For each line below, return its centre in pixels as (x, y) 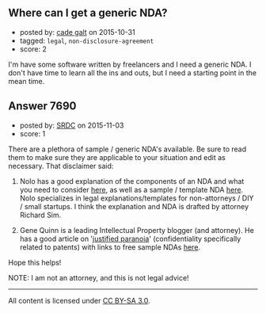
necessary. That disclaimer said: (61, 166)
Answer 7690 (42, 106)
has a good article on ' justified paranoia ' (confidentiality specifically (130, 239)
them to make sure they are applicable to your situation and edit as (117, 157)
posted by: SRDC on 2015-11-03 (72, 125)
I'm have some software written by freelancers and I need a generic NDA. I (130, 64)
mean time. (27, 81)
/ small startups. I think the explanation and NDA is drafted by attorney (134, 206)
